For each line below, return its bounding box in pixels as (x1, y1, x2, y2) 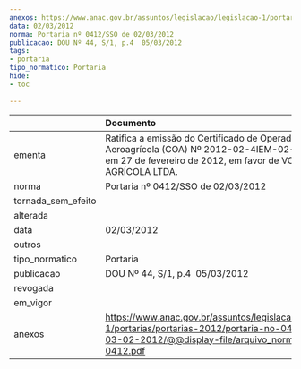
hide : (9, 72, 30, 81)
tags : (9, 47, 30, 56)
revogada (13, 281, 54, 294)
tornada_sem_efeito (13, 194, 97, 207)
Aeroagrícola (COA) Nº (105, 142, 202, 155)
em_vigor (13, 296, 52, 309)
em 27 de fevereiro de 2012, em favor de (105, 154, 279, 167)
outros (13, 238, 42, 251)
